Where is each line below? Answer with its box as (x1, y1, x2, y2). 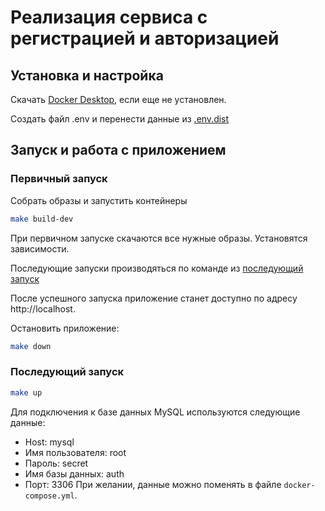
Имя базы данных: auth (24, 467, 125, 480)
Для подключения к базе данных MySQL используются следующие (10, 406, 301, 418)
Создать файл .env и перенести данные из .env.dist (10, 113, 230, 125)
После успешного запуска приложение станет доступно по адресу (10, 292, 298, 304)
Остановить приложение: (10, 322, 120, 334)
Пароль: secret (24, 457, 89, 469)
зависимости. (10, 242, 70, 255)
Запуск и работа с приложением (10, 142, 227, 159)
